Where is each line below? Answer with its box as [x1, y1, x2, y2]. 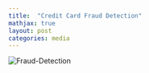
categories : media [8, 34, 70, 43]
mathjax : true [8, 19, 56, 27]
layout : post [8, 26, 52, 34]
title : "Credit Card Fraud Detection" [8, 11, 143, 20]
